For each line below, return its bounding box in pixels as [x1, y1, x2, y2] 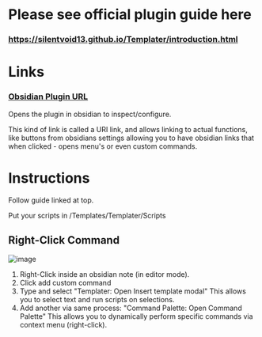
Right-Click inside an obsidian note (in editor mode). [19, 270, 190, 279]
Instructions [8, 168, 90, 187]
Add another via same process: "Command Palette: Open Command [19, 303, 243, 313]
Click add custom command [19, 278, 112, 288]
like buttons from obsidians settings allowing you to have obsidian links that [8, 133, 255, 142]
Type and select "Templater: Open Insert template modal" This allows [19, 286, 247, 296]
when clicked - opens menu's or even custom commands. [8, 141, 198, 151]
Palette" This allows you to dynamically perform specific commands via [19, 312, 253, 321]
